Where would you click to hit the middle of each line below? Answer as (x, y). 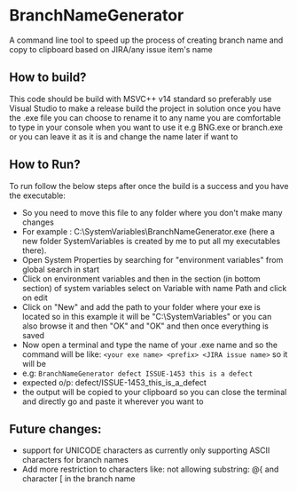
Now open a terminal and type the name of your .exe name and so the (149, 345)
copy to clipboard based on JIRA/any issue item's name (111, 49)
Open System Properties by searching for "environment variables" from (152, 259)
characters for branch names (75, 460)
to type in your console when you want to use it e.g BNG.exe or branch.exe (146, 127)
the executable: (38, 195)
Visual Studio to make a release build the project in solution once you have (145, 108)
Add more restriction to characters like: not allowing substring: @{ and (150, 469)
